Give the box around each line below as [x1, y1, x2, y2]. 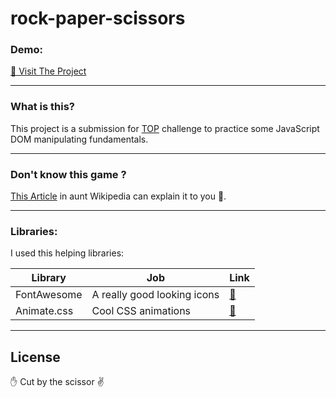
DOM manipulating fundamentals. [10, 133, 149, 145]
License [10, 348, 61, 366]
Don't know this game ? [10, 167, 127, 181]
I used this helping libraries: [10, 247, 125, 259]
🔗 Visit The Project [10, 65, 87, 77]
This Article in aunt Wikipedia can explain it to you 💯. [10, 190, 227, 202]
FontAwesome [15, 288, 83, 302]
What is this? [10, 100, 75, 114]
